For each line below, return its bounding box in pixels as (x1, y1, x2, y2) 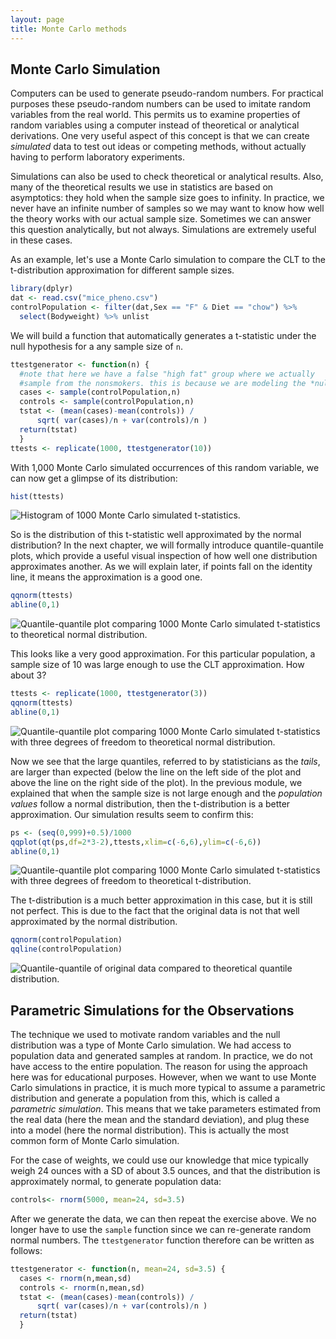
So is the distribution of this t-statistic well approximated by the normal (10, 529, 302, 541)
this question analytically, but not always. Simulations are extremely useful (10, 224, 317, 236)
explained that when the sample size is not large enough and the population (10, 787, 323, 799)
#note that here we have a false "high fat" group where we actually (19, 369, 315, 379)
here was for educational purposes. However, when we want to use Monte (10, 1071, 317, 1083)
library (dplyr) (10, 284, 74, 294)
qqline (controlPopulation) (10, 944, 123, 955)
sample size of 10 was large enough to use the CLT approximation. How (10, 659, 305, 671)
